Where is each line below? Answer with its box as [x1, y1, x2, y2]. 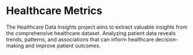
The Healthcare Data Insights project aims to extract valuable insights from [6, 23, 188, 30]
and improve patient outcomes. [25, 42, 101, 49]
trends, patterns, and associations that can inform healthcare [6, 36, 154, 43]
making [6, 42, 25, 49]
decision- [155, 36, 178, 43]
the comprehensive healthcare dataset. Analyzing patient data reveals [6, 29, 176, 36]
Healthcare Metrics [6, 4, 103, 18]
